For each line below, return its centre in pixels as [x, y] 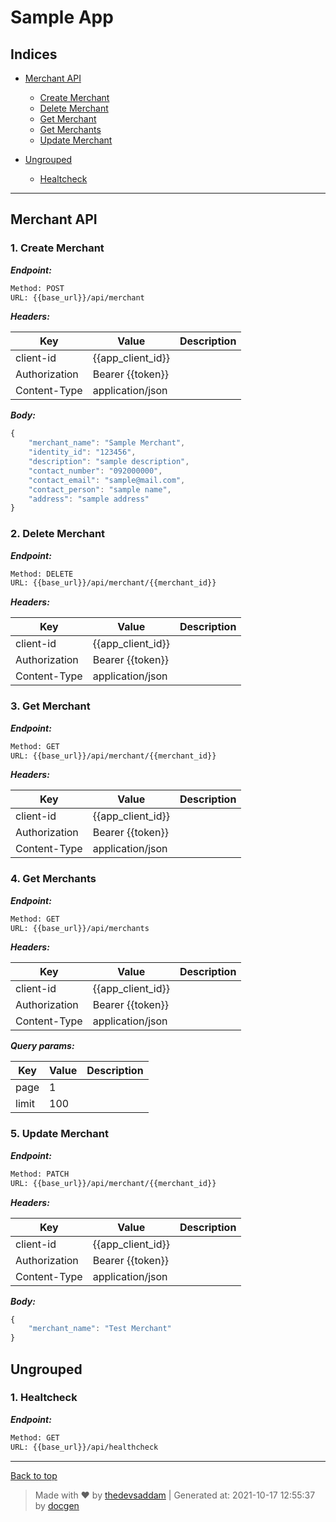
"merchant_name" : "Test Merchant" [100, 1329]
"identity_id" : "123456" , [82, 452]
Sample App [62, 17]
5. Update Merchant [59, 1134]
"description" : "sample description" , [109, 462]
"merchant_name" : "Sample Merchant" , [107, 443]
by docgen [57, 1505]
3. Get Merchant [50, 706]
